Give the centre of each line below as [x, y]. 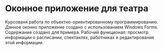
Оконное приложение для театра [77, 8]
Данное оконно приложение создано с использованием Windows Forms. [81, 27]
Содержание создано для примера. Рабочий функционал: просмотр [77, 32]
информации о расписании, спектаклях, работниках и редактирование [80, 37]
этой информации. [24, 42]
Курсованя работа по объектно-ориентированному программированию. [82, 22]
